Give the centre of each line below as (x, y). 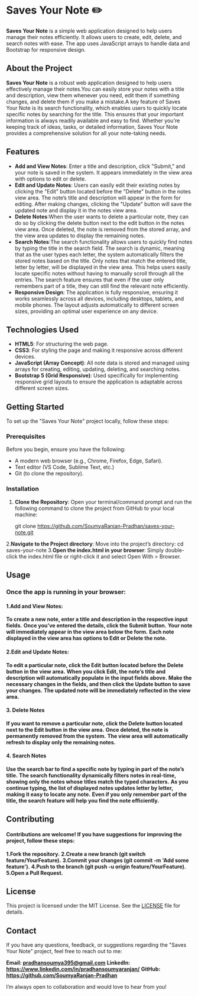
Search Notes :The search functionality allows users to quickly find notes (103, 242)
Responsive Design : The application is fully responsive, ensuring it (96, 292)
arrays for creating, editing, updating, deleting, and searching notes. (98, 369)
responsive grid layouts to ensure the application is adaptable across (98, 382)
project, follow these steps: (40, 840)
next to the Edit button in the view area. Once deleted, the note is (87, 729)
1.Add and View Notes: (35, 606)
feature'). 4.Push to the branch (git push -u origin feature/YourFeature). (96, 867)
